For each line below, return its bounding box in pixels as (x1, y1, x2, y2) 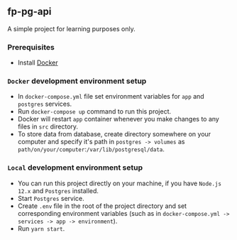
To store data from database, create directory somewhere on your (17, 130, 211, 138)
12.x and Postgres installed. (17, 186, 99, 195)
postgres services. (17, 99, 72, 109)
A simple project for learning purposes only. (7, 24, 136, 33)
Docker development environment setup (7, 76, 147, 86)
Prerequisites (7, 42, 55, 52)
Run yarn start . (17, 224, 65, 233)
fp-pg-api (7, 6, 52, 18)
